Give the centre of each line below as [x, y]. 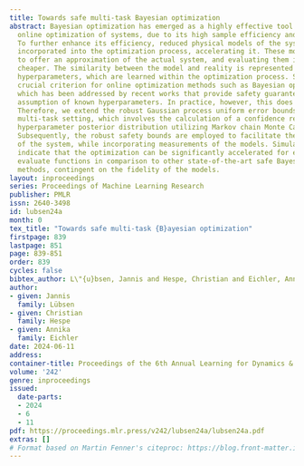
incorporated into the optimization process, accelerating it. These [151, 52]
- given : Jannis [40, 296]
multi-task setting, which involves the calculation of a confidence [151, 119]
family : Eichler [48, 338]
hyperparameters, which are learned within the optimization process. [153, 77]
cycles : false [36, 271]
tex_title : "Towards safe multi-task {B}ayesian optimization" [131, 228]
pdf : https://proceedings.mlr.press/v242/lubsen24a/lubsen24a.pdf [137, 431]
